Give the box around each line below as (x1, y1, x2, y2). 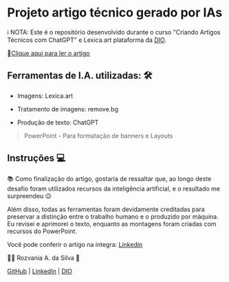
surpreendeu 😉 (7, 191, 52, 200)
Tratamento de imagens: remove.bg (17, 105, 119, 113)
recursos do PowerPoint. (7, 227, 78, 235)
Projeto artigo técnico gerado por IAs (7, 5, 223, 21)
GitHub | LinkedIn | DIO (7, 267, 73, 275)
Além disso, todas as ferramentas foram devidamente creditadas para (7, 205, 205, 213)
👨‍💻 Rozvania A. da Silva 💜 (7, 253, 80, 262)
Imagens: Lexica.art (17, 91, 74, 100)
